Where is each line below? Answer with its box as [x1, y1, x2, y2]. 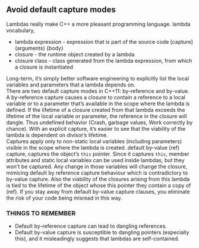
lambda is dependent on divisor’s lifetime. [6, 131, 108, 139]
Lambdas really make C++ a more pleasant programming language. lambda [6, 20, 191, 27]
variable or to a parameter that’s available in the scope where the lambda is [6, 100, 190, 107]
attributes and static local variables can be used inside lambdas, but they [6, 156, 185, 163]
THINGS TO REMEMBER [6, 209, 76, 217]
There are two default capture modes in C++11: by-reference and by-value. [6, 87, 189, 94]
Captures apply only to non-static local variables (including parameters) [6, 137, 182, 144]
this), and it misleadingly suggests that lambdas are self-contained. [14, 235, 179, 242]
